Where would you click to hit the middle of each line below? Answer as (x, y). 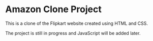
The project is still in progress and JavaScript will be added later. (73, 33)
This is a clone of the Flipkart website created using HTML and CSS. (77, 23)
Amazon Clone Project (53, 9)
